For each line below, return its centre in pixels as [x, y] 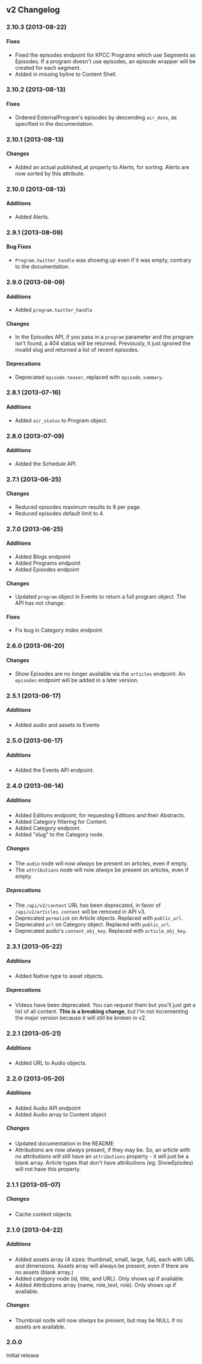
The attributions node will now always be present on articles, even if [102, 870]
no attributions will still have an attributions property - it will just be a [102, 1156]
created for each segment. [48, 67]
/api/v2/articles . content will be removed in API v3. [80, 912]
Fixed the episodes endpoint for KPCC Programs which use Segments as [105, 55]
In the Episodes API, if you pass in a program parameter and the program [104, 337]
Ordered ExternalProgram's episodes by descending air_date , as [96, 117]
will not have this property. [48, 1169]
